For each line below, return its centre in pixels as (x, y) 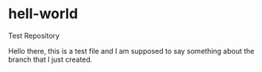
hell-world (43, 14)
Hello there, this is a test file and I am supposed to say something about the (131, 51)
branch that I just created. (50, 59)
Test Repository (34, 36)
